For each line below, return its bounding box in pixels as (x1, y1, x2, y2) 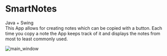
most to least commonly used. (5, 36, 68, 42)
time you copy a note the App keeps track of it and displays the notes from (5, 30, 160, 36)
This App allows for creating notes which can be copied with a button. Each (5, 25, 162, 31)
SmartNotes (5, 3, 57, 15)
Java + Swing (5, 20, 34, 26)
